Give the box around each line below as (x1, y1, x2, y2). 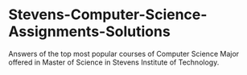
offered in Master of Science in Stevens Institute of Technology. (8, 57, 220, 67)
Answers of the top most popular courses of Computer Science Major (8, 49, 240, 58)
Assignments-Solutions (8, 22, 171, 41)
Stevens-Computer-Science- (8, 6, 208, 24)
